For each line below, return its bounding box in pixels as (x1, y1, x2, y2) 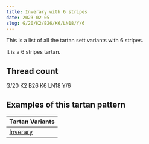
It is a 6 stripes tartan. (6, 48, 61, 56)
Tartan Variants (9, 117, 55, 126)
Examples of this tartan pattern (6, 99, 125, 110)
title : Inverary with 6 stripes (6, 8, 87, 15)
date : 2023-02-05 (6, 15, 50, 21)
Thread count (6, 66, 59, 76)
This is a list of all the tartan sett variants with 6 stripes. (6, 37, 144, 44)
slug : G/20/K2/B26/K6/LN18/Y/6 (6, 20, 85, 26)
